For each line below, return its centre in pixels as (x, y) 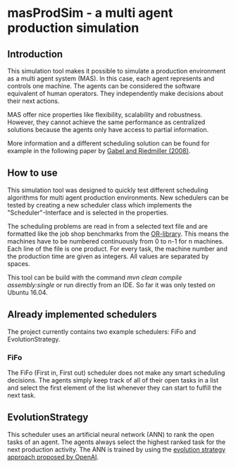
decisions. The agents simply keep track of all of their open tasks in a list (113, 380)
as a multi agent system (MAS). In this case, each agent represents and (111, 78)
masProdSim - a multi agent (90, 13)
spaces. (19, 263)
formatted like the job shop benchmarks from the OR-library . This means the (118, 234)
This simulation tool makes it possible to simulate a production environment (117, 71)
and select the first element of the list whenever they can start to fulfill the (114, 388)
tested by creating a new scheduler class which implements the (100, 205)
